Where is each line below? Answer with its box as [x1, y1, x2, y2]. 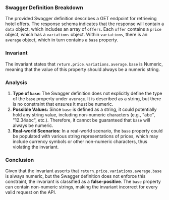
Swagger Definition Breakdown [5, 4, 83, 11]
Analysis [5, 79, 28, 86]
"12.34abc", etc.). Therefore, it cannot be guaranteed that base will [12, 117, 150, 123]
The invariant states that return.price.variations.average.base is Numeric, [5, 61, 163, 67]
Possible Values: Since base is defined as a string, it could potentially [12, 106, 157, 112]
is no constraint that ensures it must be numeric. [12, 101, 114, 107]
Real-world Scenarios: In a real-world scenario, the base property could [12, 127, 163, 134]
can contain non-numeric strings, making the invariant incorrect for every [5, 184, 158, 190]
